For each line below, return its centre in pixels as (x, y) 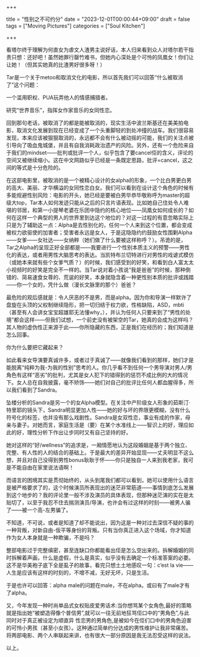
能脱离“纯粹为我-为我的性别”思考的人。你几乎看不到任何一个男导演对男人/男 (99, 367)
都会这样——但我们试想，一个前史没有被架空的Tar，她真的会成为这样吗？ (104, 320)
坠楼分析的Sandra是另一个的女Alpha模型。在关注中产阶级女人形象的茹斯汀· (98, 402)
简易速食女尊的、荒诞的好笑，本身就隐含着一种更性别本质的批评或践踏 (108, 277)
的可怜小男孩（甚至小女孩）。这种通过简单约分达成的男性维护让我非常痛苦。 (99, 628)
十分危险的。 (48, 167)
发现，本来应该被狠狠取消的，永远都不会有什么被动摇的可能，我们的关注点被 (100, 138)
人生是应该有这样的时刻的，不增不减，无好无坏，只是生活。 (79, 573)
